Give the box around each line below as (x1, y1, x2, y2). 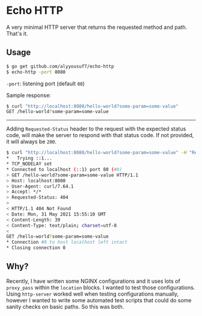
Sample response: (6, 91, 51, 99)
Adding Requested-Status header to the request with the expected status (6, 125, 186, 132)
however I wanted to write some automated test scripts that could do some (6, 296, 192, 304)
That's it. (6, 29, 28, 37)
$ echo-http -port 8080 (6, 69, 66, 75)
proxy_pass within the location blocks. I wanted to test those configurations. (6, 283, 195, 291)
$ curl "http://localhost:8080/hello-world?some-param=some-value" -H (6, 150, 187, 156)
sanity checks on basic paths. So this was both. (6, 303, 124, 310)
